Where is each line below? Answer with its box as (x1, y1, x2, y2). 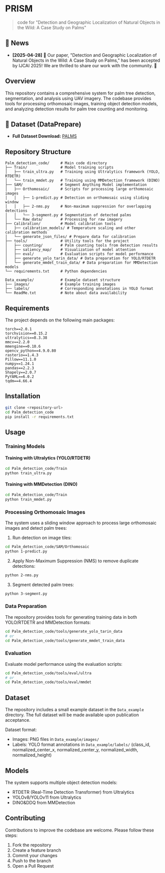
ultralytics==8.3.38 (5, 335, 48, 340)
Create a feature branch (12, 847, 61, 853)
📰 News (5, 39, 29, 47)
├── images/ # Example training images (5, 282, 116, 287)
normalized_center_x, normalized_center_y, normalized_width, (12, 747, 138, 753)
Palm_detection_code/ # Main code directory (5, 161, 107, 166)
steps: (5, 832, 18, 838)
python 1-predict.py (5, 549, 48, 554)
